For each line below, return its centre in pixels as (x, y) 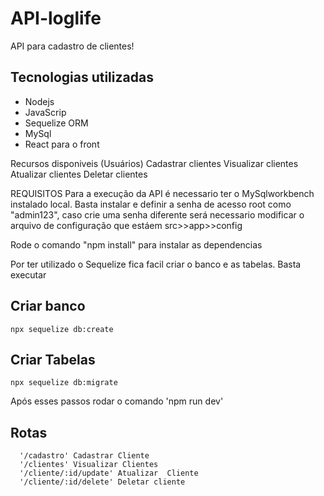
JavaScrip (45, 112)
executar (28, 274)
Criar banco (48, 306)
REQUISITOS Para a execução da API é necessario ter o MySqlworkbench (162, 193)
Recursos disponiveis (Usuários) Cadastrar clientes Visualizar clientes (154, 163)
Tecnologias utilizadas (82, 77)
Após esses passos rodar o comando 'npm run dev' (117, 401)
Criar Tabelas (53, 359)
